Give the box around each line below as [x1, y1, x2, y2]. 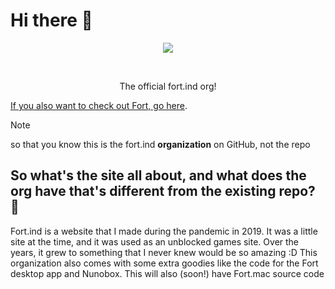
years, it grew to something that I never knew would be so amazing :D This [10, 246, 318, 258]
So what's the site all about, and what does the [10, 167, 307, 184]
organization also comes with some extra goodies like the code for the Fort [10, 257, 319, 269]
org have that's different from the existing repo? [10, 183, 316, 200]
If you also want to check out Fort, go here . [10, 99, 188, 111]
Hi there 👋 [10, 9, 93, 32]
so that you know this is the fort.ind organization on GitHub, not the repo [10, 138, 311, 150]
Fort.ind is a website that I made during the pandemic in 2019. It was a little [10, 225, 318, 237]
